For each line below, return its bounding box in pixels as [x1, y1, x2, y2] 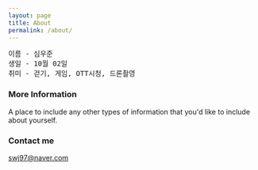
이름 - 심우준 [8, 49, 53, 59]
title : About [8, 19, 52, 27]
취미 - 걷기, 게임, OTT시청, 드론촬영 [8, 69, 136, 78]
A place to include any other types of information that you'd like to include [8, 107, 251, 116]
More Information [8, 89, 77, 100]
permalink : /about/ [8, 26, 73, 34]
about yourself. [8, 115, 58, 125]
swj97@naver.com [8, 153, 69, 162]
